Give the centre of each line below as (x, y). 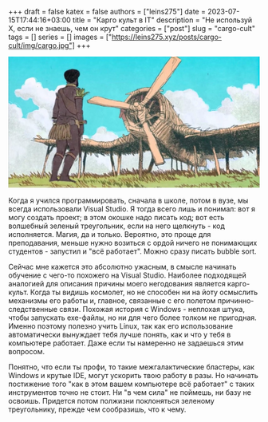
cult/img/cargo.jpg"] (42, 45)
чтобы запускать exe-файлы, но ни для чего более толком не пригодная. (132, 317)
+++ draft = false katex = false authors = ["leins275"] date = (107, 12)
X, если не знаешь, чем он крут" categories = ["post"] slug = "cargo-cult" (132, 28)
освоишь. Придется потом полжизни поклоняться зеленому (112, 401)
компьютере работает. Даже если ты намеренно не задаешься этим (126, 343)
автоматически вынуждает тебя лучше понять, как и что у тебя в (120, 335)
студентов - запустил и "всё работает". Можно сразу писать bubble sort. (132, 251)
